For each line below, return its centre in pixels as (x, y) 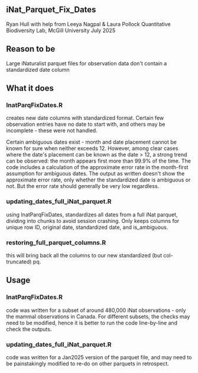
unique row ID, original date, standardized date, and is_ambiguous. (87, 227)
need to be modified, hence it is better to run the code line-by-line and (92, 323)
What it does (30, 88)
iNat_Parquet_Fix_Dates (51, 10)
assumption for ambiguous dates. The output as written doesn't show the (95, 174)
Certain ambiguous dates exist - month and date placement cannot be (92, 142)
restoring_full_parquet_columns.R (56, 243)
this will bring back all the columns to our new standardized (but (84, 255)
